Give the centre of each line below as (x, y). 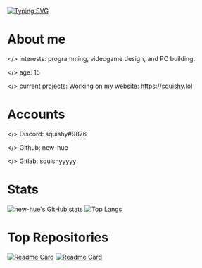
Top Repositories (58, 237)
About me (37, 39)
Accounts (36, 114)
